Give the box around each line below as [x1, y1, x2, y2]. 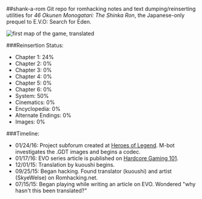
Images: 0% [15, 118, 45, 125]
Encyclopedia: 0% [15, 105, 61, 112]
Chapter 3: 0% [15, 66, 52, 74]
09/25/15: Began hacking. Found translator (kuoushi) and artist [15, 167, 172, 175]
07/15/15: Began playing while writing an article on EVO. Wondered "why [15, 181, 196, 187]
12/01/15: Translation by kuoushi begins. [15, 161, 115, 168]
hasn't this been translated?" [15, 187, 87, 194]
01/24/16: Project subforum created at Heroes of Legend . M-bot [15, 142, 175, 148]
